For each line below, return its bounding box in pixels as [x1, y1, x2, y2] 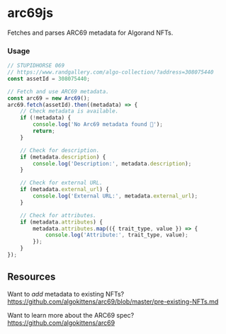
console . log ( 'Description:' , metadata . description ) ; [33, 160, 192, 167]
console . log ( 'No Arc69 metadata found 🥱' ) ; [33, 121, 163, 128]
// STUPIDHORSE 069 [7, 62, 65, 69]
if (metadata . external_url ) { [20, 186, 110, 193]
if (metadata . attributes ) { [20, 218, 103, 226]
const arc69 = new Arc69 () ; [7, 94, 91, 102]
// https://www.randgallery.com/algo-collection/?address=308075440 [7, 69, 214, 76]
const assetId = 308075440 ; [7, 75, 91, 82]
